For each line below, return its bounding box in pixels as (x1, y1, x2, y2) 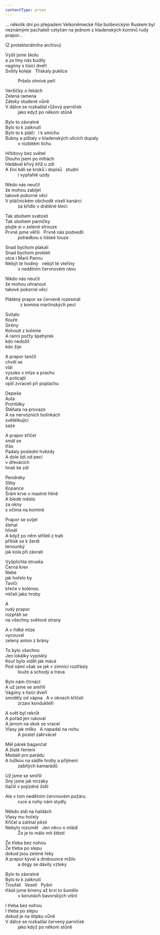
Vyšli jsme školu (5, 52, 39, 58)
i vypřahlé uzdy (17, 172, 50, 178)
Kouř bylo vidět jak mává (5, 658, 57, 664)
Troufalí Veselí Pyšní (5, 882, 52, 888)
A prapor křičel (5, 432, 36, 438)
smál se (5, 438, 22, 444)
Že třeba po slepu (5, 845, 42, 851)
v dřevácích (5, 459, 30, 465)
